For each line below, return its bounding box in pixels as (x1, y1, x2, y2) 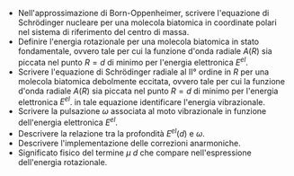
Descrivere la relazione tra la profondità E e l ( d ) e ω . (17, 126, 205, 138)
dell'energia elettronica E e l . (17, 116, 119, 128)
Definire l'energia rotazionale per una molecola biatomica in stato (17, 36, 259, 47)
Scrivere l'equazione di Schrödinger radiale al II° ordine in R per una (17, 66, 270, 77)
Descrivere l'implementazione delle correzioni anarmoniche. (17, 137, 241, 148)
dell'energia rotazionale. (17, 156, 108, 167)
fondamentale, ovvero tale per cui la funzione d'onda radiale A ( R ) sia (17, 46, 272, 57)
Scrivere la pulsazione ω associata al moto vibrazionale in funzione (17, 106, 267, 117)
